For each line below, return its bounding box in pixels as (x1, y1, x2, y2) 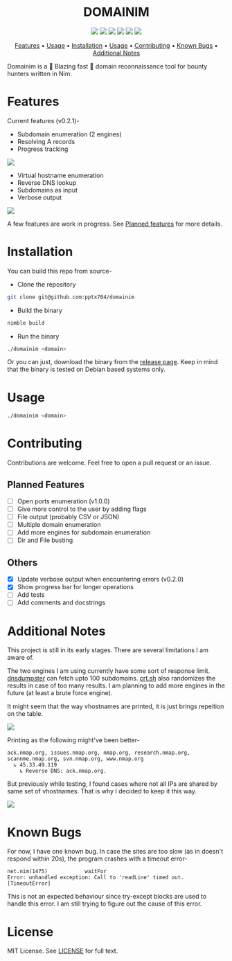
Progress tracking (17, 145, 69, 153)
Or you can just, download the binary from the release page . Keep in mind (7, 358, 218, 366)
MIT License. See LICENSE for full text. (7, 946, 118, 955)
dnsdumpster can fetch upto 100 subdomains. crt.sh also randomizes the (7, 674, 216, 683)
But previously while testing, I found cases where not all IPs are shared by (7, 780, 218, 788)
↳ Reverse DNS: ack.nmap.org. (19, 768, 107, 775)
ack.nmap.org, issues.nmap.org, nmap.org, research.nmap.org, (7, 749, 190, 757)
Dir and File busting (17, 536, 73, 544)
